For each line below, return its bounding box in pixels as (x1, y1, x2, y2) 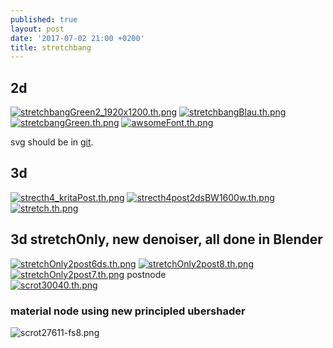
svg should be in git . (10, 136, 94, 148)
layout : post (10, 24, 65, 34)
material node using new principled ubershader (10, 304, 246, 318)
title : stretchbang (10, 42, 92, 53)
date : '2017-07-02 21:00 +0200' (10, 33, 145, 43)
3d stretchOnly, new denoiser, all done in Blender (10, 231, 323, 248)
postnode (126, 268, 167, 280)
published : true (10, 14, 78, 25)
